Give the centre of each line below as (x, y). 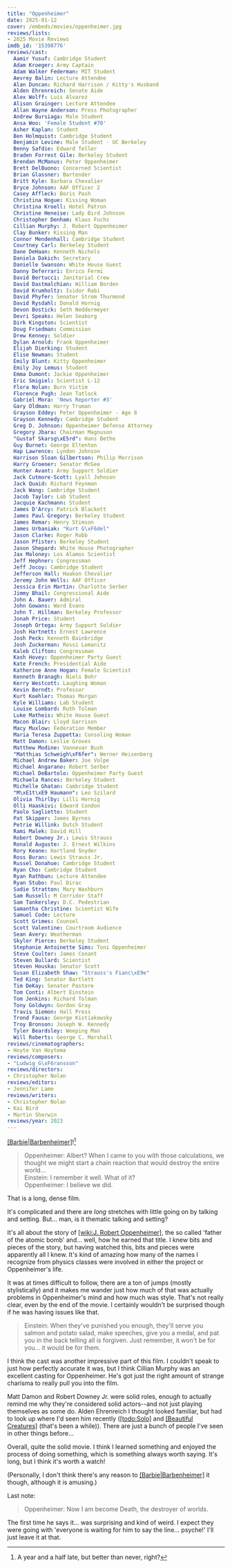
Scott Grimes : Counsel (46, 922)
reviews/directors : (35, 1070)
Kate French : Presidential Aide (60, 664)
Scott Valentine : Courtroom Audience (68, 928)
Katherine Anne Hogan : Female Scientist (72, 670)
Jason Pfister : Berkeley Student (61, 542)
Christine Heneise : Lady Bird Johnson (69, 213)
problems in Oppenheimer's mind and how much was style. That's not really (116, 1297)
